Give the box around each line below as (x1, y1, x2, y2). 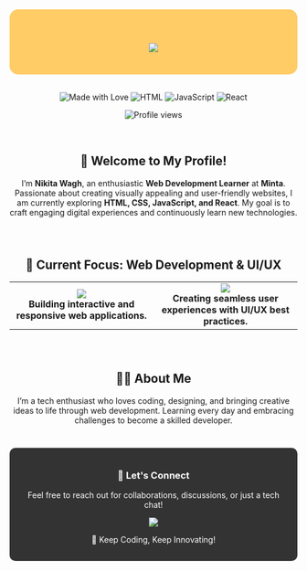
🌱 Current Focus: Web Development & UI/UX (25, 257, 282, 272)
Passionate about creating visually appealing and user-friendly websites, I (14, 187, 293, 198)
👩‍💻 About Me (115, 371, 192, 386)
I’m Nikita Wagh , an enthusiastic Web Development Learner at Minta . (21, 177, 286, 188)
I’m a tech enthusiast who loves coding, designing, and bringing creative (16, 395, 291, 406)
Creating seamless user (172, 292, 279, 305)
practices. (203, 315, 249, 328)
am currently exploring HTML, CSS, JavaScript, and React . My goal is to (16, 196, 291, 208)
